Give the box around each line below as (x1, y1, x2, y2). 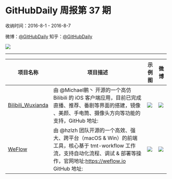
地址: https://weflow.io (73, 157, 126, 164)
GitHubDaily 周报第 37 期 (5, 5, 111, 16)
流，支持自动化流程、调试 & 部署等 (53, 149, 137, 156)
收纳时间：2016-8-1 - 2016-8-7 (5, 23, 71, 29)
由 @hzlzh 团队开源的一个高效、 (53, 126, 131, 133)
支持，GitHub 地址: (53, 117, 99, 124)
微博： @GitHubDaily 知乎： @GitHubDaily (5, 33, 93, 39)
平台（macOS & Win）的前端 (68, 134, 138, 141)
